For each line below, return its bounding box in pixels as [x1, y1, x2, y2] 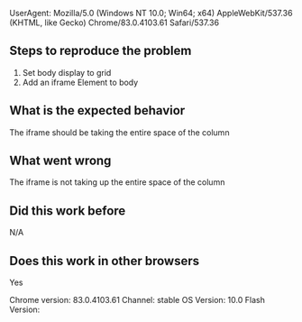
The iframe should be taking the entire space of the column [9, 126, 230, 138]
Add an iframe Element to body [22, 77, 139, 87]
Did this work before [9, 203, 126, 218]
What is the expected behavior [9, 103, 186, 118]
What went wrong [9, 153, 112, 169]
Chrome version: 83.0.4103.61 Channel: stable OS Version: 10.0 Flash [9, 295, 266, 306]
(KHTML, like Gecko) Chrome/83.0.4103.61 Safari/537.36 [9, 17, 219, 28]
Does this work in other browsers [9, 253, 200, 269]
